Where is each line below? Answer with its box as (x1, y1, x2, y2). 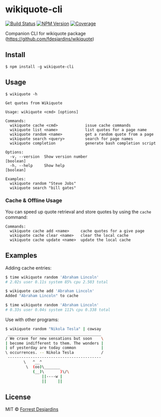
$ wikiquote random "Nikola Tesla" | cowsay (5, 326, 101, 331)
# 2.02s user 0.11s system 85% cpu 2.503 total (5, 279, 109, 284)
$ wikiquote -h (5, 91, 38, 96)
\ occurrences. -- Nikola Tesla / (5, 350, 103, 355)
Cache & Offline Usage (5, 197, 63, 204)
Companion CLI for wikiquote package (5, 30, 86, 36)
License (5, 393, 31, 401)
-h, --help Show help (10, 163, 65, 168)
